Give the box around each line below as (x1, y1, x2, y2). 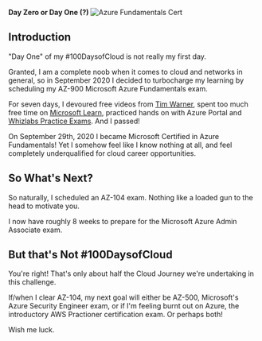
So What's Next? (8, 172, 94, 185)
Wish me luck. (8, 325, 55, 335)
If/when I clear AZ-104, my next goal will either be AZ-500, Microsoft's (8, 293, 239, 302)
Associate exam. (8, 225, 63, 234)
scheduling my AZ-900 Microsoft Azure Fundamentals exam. (8, 83, 209, 93)
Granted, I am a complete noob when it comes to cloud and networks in (8, 67, 243, 76)
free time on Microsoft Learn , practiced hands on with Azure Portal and (8, 107, 242, 117)
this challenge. (8, 277, 57, 287)
